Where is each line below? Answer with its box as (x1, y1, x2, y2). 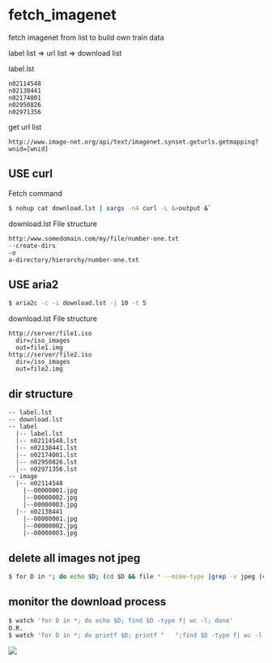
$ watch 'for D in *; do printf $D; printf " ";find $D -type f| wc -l (8, 631, 263, 639)
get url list (8, 122, 42, 131)
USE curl (8, 167, 53, 181)
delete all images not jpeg (8, 551, 141, 565)
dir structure (8, 387, 74, 400)
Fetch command (8, 188, 63, 198)
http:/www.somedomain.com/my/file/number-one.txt (8, 234, 180, 242)
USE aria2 (8, 278, 59, 292)
